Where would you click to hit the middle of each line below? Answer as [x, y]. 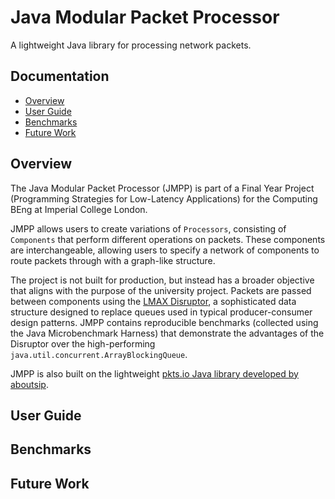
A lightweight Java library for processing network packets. [131, 45]
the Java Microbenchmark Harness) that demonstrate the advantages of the [167, 333]
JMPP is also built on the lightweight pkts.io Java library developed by [154, 373]
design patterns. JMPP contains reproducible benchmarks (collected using [164, 322]
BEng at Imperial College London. [79, 209]
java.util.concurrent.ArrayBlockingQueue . [99, 354]
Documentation [60, 76]
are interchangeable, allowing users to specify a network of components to [165, 250]
